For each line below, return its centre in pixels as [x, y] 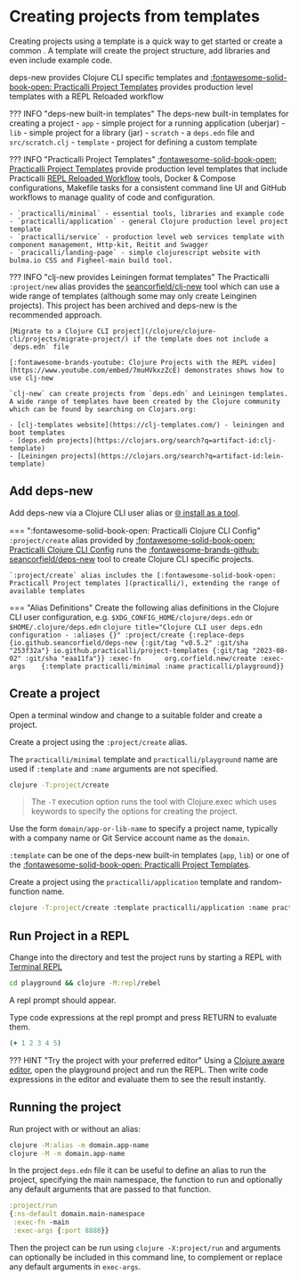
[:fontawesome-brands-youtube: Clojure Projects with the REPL [129, 362]
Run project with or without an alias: [75, 1128]
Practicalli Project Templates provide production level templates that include [149, 169]
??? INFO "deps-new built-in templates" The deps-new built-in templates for [149, 113]
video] [264, 362]
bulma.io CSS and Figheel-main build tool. [91, 260]
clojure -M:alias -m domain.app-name [79, 1145]
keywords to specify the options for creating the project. [134, 811]
